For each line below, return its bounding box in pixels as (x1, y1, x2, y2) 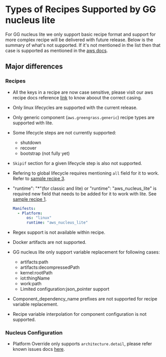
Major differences (5, 62, 63, 71)
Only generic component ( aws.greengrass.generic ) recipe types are (12, 114, 155, 120)
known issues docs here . (12, 346, 65, 352)
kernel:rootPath (20, 270, 53, 276)
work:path (20, 281, 42, 287)
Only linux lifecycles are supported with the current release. (12, 104, 138, 111)
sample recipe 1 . (12, 196, 47, 202)
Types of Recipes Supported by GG (5, 4, 156, 15)
